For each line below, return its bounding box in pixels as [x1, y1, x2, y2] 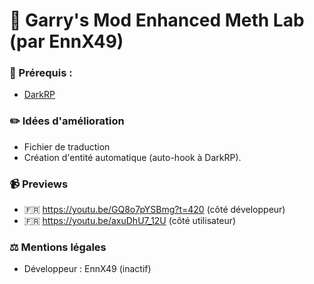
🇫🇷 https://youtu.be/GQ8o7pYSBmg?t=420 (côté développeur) [23, 204, 286, 216]
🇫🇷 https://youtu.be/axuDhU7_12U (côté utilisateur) [23, 215, 237, 227]
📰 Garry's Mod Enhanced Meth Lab [9, 9, 305, 32]
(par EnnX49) [9, 30, 124, 53]
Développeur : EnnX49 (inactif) [23, 263, 152, 275]
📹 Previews [9, 177, 69, 191]
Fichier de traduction [23, 140, 111, 153]
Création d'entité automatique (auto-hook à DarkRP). [23, 151, 242, 163]
